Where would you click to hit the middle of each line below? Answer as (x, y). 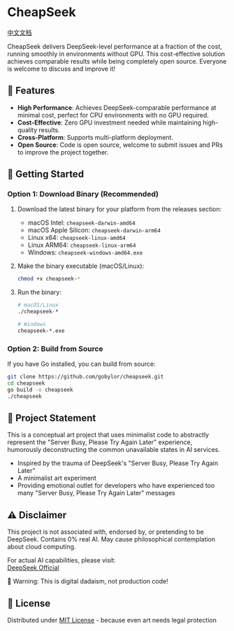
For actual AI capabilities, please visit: (61, 560)
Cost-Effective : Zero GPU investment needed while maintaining (109, 122)
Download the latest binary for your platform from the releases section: (119, 209)
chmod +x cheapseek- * (49, 279)
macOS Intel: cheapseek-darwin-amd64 (81, 223)
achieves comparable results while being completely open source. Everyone (117, 61)
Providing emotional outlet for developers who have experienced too (116, 485)
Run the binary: (39, 292)
